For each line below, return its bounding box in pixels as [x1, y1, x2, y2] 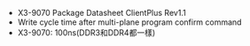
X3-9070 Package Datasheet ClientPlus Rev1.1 [17, 8, 186, 18]
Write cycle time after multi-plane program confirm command [17, 17, 242, 27]
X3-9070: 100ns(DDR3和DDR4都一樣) [17, 27, 156, 38]
